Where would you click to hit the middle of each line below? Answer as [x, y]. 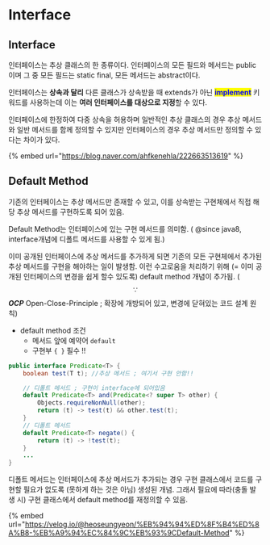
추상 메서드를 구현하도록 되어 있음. [71, 212]
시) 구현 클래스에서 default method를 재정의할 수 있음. [102, 500]
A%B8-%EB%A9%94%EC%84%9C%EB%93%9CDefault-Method [119, 533]
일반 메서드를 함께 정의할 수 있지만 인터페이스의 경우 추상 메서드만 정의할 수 [135, 130]
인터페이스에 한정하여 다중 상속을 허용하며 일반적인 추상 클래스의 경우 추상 [125, 119]
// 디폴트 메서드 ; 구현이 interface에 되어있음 [94, 388]
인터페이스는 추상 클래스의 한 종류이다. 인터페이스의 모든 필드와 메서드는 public [132, 65]
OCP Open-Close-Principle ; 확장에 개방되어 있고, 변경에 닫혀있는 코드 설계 [128, 303]
